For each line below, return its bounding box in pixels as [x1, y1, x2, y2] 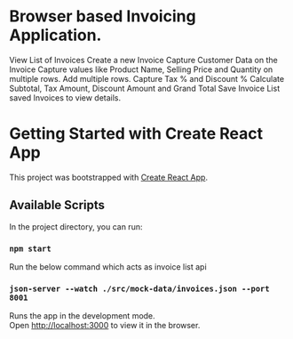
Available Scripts [9, 198, 105, 213]
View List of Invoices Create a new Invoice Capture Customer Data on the [9, 54, 278, 65]
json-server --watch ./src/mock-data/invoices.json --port [9, 283, 270, 294]
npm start [9, 243, 51, 254]
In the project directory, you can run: [9, 221, 143, 232]
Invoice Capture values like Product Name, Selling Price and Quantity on [9, 64, 273, 75]
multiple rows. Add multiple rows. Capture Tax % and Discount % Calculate [9, 73, 285, 84]
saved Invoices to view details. [9, 92, 122, 103]
